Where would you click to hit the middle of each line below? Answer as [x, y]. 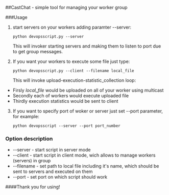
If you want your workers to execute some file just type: [71, 61]
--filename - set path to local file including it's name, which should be [86, 166]
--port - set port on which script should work [60, 177]
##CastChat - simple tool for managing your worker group [66, 7]
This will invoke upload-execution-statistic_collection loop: [74, 80]
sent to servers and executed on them [53, 171]
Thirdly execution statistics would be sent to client [65, 101]
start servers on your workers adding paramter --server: [72, 27]
